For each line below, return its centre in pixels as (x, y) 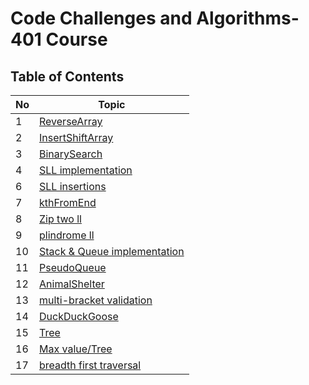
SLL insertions (73, 186)
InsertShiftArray (76, 137)
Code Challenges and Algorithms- (155, 18)
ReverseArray (71, 121)
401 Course (59, 39)
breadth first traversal (90, 365)
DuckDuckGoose (79, 316)
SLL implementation (86, 170)
